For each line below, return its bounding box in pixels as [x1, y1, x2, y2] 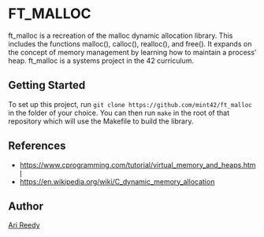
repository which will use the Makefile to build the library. [8, 116, 194, 126]
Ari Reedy [8, 220, 41, 230]
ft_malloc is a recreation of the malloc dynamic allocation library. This [8, 31, 233, 40]
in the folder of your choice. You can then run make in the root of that [8, 108, 230, 117]
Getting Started [8, 79, 86, 92]
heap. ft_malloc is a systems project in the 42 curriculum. [8, 56, 195, 65]
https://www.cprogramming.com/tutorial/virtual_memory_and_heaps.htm [19, 160, 256, 169]
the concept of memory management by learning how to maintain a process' [8, 47, 258, 57]
